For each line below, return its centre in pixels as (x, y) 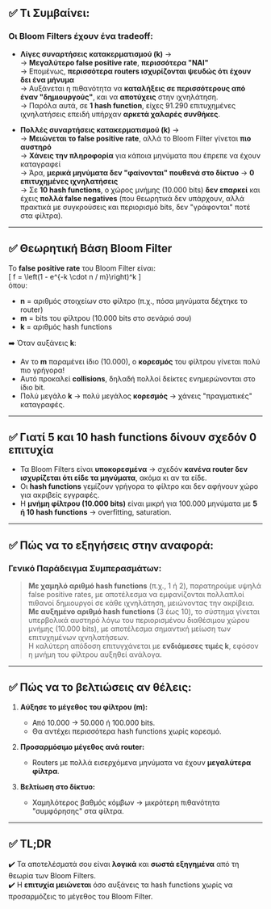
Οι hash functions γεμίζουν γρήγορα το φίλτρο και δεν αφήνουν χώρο (139, 486)
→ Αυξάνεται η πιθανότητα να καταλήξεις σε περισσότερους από (133, 88)
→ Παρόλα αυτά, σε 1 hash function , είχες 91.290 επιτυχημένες (128, 105)
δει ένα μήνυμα (47, 79)
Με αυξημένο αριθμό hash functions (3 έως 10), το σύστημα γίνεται (144, 612)
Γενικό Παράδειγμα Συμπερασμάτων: (85, 568)
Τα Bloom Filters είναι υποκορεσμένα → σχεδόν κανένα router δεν (134, 469)
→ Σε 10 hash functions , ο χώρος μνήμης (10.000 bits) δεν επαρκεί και (140, 190)
